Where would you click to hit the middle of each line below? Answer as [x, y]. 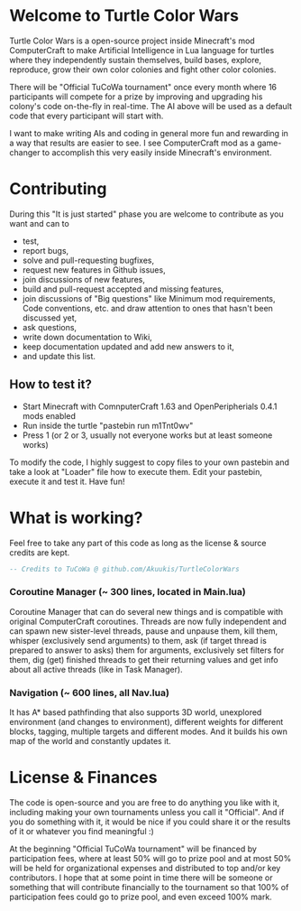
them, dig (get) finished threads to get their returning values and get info [144, 659]
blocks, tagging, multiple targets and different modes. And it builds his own [149, 731]
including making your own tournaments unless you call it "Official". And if [147, 813]
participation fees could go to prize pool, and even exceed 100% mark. [141, 897]
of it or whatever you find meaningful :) [82, 832]
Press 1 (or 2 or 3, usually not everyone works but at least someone [147, 435]
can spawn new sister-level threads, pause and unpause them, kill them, [143, 631]
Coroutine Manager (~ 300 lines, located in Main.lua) [128, 592]
